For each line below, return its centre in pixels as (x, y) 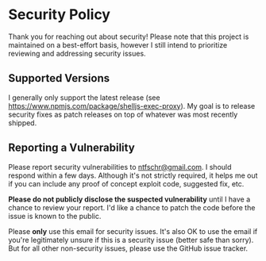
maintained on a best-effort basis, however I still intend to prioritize (118, 44)
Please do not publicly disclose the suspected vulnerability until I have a (129, 199)
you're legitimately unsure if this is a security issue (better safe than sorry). (131, 240)
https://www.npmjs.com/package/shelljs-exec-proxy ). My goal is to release (132, 106)
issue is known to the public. (55, 216)
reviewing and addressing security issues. (77, 53)
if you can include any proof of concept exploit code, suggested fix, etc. (126, 183)
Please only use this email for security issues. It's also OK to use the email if (133, 231)
